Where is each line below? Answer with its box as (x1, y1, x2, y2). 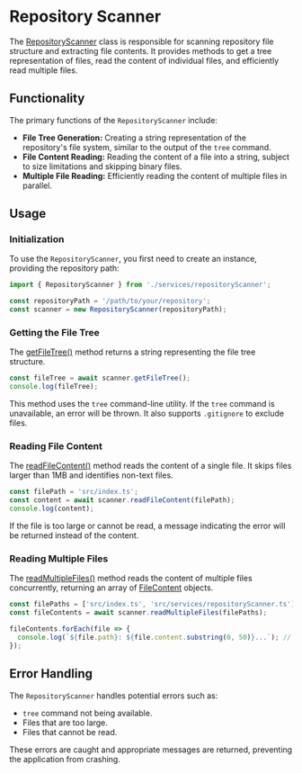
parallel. (22, 180, 52, 191)
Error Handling (9, 666, 93, 681)
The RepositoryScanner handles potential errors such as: (9, 690, 218, 701)
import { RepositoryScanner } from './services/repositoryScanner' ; (9, 281, 271, 290)
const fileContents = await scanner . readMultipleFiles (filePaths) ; (9, 608, 268, 617)
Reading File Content (9, 440, 103, 453)
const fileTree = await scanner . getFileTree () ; (9, 373, 191, 383)
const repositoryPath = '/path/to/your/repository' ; (9, 297, 211, 306)
